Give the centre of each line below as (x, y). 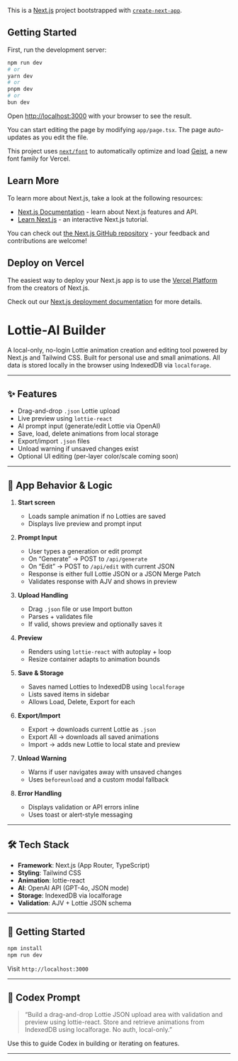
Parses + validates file (61, 617)
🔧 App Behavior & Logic (60, 485)
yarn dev (20, 76)
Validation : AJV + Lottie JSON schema (74, 903)
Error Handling (40, 793)
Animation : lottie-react (51, 880)
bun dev (19, 102)
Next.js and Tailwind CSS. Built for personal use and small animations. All (114, 357)
